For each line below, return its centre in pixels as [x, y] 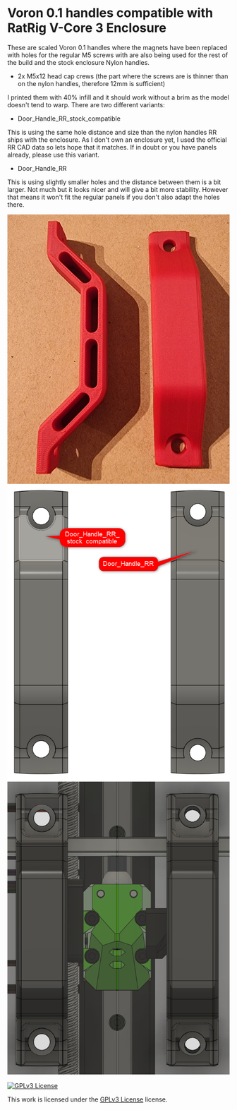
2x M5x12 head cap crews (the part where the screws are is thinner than [123, 76]
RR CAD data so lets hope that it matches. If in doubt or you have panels [112, 147]
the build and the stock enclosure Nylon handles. [79, 62]
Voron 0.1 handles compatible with [110, 13]
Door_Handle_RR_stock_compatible [69, 119]
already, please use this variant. [54, 155]
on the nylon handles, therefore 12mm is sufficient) [91, 83]
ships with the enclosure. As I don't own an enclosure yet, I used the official [117, 140]
